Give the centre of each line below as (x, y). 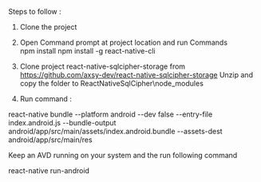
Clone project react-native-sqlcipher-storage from (103, 66)
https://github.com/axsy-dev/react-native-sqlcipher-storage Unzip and (136, 75)
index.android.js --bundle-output (62, 123)
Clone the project (48, 27)
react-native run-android (49, 170)
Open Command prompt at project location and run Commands (124, 42)
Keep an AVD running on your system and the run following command (123, 155)
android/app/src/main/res (51, 140)
